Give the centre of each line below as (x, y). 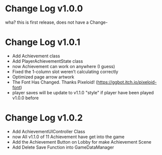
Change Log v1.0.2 (44, 118)
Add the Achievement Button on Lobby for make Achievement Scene (82, 142)
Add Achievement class (36, 56)
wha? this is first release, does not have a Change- (56, 22)
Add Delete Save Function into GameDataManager (63, 147)
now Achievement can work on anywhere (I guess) (64, 66)
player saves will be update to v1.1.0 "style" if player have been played (83, 92)
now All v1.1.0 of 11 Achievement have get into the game (68, 137)
